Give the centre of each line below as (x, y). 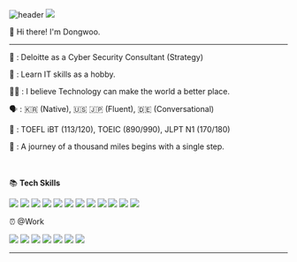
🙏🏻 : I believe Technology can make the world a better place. (119, 91)
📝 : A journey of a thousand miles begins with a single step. (117, 146)
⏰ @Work (27, 221)
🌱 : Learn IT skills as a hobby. (62, 74)
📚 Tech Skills (35, 183)
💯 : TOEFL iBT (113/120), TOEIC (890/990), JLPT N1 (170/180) (120, 129)
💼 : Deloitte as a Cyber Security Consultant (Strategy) (107, 57)
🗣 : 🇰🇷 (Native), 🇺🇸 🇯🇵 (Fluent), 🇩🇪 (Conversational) (112, 109)
